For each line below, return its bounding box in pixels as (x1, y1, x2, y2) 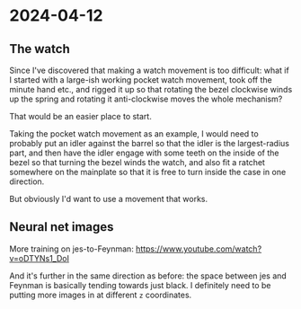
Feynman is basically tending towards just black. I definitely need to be (9, 279, 271, 290)
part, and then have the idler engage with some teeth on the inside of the (9, 147, 279, 158)
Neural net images (9, 219, 114, 234)
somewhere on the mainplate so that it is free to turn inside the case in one (9, 167, 287, 177)
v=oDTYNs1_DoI (9, 252, 70, 263)
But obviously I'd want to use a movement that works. (9, 194, 208, 204)
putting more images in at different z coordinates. (9, 289, 192, 300)
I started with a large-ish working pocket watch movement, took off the (9, 75, 272, 85)
